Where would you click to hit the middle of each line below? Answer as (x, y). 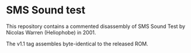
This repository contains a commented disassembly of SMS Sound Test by (96, 26)
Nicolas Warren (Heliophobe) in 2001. (51, 32)
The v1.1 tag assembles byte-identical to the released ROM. (77, 44)
